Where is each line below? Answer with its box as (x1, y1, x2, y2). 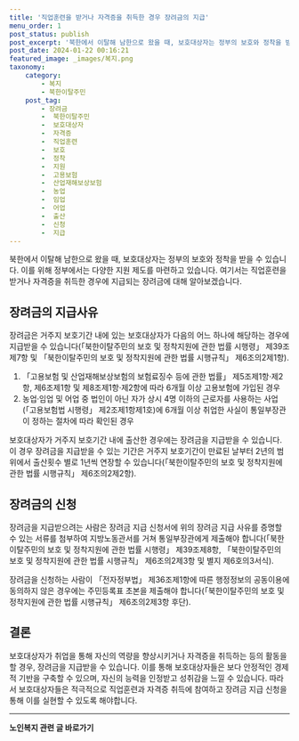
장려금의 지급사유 (9, 305, 99, 320)
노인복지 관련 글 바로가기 (9, 722, 94, 733)
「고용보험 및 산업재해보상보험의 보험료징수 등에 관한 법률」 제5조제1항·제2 (21, 371, 284, 382)
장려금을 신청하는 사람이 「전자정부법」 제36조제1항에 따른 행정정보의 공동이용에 (9, 574, 290, 584)
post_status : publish (9, 29, 90, 38)
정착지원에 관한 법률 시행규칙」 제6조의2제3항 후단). (9, 597, 191, 607)
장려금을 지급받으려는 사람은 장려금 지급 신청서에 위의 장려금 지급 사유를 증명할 (9, 522, 283, 533)
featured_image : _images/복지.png (9, 54, 133, 63)
